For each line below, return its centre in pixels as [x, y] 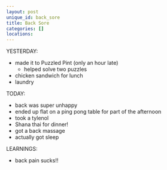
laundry [24, 82]
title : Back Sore [28, 23]
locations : [20, 34]
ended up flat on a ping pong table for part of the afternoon [88, 112]
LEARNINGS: [22, 149]
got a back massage [40, 131]
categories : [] [25, 29]
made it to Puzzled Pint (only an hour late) [66, 63]
